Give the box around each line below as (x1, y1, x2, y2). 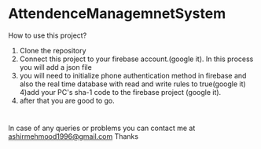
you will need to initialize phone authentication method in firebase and (19, 71, 247, 80)
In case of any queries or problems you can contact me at (8, 123, 196, 133)
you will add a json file (19, 62, 92, 71)
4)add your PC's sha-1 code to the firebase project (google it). (19, 87, 222, 96)
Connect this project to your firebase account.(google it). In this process (19, 54, 254, 64)
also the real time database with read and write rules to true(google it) (19, 79, 246, 89)
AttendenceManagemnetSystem (8, 5, 226, 23)
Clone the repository (19, 45, 86, 55)
